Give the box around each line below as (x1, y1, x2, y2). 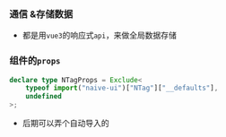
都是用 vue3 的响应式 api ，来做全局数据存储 (22, 30, 177, 41)
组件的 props (9, 55, 61, 67)
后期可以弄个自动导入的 (22, 118, 109, 129)
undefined (25, 92, 63, 101)
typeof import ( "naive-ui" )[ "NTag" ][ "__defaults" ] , (25, 83, 219, 93)
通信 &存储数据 (9, 7, 74, 20)
